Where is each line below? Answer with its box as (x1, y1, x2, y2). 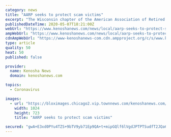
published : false (5, 54, 42, 60)
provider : (5, 64, 26, 69)
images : (5, 96, 22, 101)
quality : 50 (5, 45, 31, 50)
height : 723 (14, 110, 40, 116)
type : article (5, 41, 36, 46)
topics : (5, 82, 22, 88)
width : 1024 (14, 106, 40, 111)
